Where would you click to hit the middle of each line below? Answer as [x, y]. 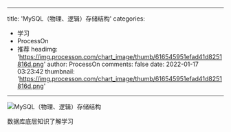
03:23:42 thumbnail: [46, 71]
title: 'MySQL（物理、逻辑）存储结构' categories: [76, 19]
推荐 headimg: [37, 49]
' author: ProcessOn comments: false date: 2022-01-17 [121, 64]
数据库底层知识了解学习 [40, 121]
